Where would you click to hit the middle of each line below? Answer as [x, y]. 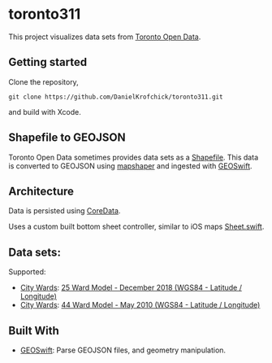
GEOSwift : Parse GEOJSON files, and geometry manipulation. [123, 350]
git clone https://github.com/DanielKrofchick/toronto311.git [116, 97]
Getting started [48, 62]
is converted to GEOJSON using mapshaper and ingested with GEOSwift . [131, 166]
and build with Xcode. [45, 112]
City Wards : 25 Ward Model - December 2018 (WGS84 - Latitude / [131, 288]
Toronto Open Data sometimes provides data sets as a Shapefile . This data [133, 157]
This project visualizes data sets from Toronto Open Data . [105, 37]
